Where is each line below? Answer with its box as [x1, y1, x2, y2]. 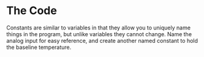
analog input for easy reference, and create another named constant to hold [6, 37, 198, 44]
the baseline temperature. [6, 44, 72, 51]
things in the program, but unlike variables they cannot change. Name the [6, 30, 192, 37]
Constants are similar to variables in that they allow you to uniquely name [6, 24, 191, 31]
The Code [6, 4, 57, 18]
